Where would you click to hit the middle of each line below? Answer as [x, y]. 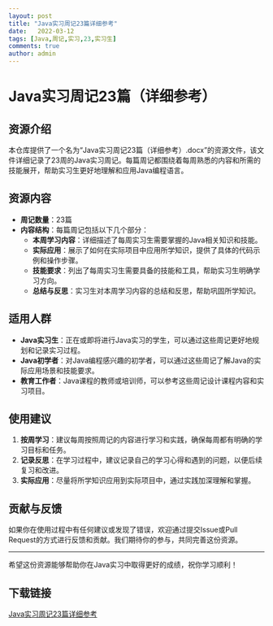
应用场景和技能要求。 [63, 370]
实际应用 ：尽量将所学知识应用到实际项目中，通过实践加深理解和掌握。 [138, 480]
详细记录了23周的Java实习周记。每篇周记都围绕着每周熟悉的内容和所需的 [138, 160]
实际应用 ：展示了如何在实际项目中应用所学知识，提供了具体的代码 [143, 250]
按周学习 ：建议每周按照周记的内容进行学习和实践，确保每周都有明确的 [138, 440]
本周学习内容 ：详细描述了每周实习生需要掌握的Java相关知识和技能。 [147, 240]
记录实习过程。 [60, 350]
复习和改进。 [41, 470]
